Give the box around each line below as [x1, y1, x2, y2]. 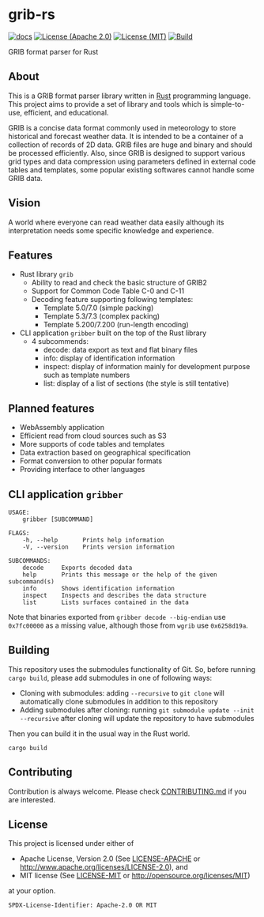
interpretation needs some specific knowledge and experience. [8, 225, 214, 235]
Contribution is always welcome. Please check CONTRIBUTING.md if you [8, 787, 247, 796]
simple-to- [210, 99, 245, 108]
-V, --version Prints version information [22, 543, 175, 551]
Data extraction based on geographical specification [19, 448, 191, 458]
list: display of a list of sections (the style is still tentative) [43, 379, 229, 388]
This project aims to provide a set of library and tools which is [8, 99, 209, 108]
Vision [8, 196, 41, 210]
